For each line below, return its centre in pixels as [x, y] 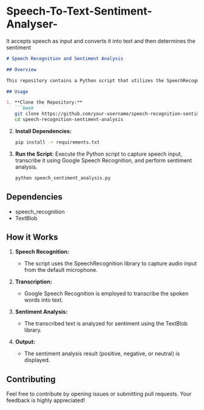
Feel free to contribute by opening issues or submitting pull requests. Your [99, 394]
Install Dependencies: [43, 131]
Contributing [31, 379]
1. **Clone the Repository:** [45, 102]
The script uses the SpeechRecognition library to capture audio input [110, 263]
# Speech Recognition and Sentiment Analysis [65, 58]
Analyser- [32, 24]
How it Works [32, 237]
